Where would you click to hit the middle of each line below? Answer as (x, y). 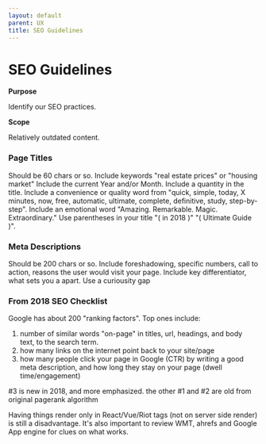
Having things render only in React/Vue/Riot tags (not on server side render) (133, 415)
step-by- (243, 201)
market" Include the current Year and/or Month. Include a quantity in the (126, 184)
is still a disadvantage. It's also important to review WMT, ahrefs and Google (133, 423)
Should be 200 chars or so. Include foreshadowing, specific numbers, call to (133, 263)
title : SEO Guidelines (46, 30)
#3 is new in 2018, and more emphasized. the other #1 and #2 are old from (130, 391)
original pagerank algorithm (54, 400)
